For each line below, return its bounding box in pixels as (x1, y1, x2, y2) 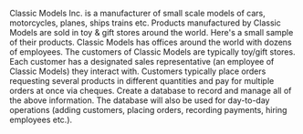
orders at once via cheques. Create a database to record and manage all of (9, 86, 292, 96)
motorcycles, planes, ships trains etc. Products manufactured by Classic (9, 17, 281, 28)
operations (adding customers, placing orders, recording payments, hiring (9, 105, 287, 115)
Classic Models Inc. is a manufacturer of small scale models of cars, (9, 8, 266, 18)
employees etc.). (9, 114, 73, 125)
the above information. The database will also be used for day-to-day (9, 95, 270, 106)
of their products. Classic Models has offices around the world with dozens (9, 36, 292, 47)
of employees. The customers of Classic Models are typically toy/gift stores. (9, 46, 296, 57)
